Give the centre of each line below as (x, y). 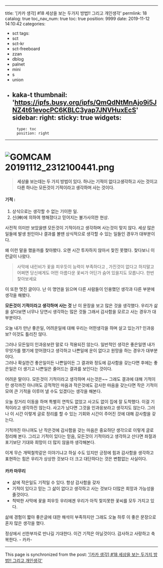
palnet (18, 64)
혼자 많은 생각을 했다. (25, 523)
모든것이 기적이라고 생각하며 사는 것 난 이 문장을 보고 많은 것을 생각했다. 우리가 (79, 305)
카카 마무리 (15, 471)
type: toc (26, 129)
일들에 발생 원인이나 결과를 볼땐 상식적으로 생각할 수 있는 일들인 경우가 (72, 233)
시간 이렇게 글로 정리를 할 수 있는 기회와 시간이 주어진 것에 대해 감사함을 (83, 413)
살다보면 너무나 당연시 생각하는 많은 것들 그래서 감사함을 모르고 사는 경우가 (81, 311)
